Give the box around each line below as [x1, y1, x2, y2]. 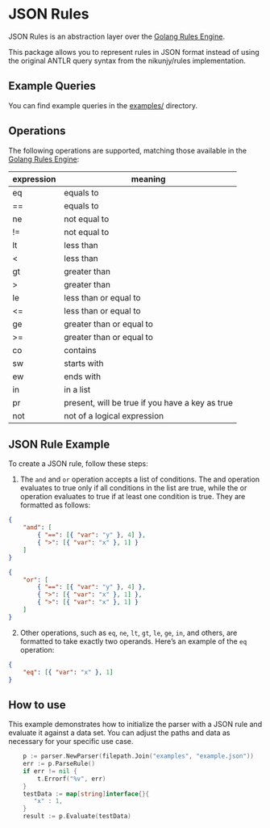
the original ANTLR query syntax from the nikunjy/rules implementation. [8, 56, 246, 65]
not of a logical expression [64, 410, 164, 421]
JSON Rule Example [8, 437, 110, 451]
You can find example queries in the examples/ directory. [8, 100, 198, 110]
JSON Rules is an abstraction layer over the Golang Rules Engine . [8, 32, 226, 41]
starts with [64, 357, 104, 368]
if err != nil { [23, 767, 78, 775]
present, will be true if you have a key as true [64, 397, 234, 408]
